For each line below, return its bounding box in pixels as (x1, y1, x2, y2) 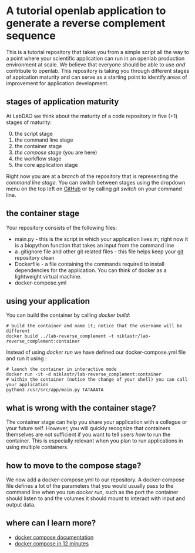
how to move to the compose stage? (6, 460, 142, 471)
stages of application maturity (6, 97, 119, 107)
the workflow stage (14, 155, 62, 162)
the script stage (14, 130, 53, 137)
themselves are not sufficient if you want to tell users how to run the (6, 431, 171, 438)
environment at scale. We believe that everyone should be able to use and (6, 61, 186, 68)
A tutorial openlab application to (6, 4, 166, 18)
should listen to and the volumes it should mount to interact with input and (6, 495, 185, 502)
